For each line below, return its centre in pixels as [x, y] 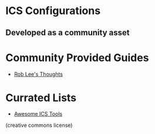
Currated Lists [41, 98]
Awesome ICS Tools [38, 114]
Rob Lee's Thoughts [38, 74]
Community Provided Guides [77, 58]
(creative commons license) [39, 125]
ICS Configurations [53, 11]
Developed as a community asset [68, 33]
